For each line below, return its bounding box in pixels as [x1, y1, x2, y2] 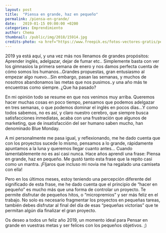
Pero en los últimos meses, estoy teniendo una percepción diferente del [5, 176, 152, 182]
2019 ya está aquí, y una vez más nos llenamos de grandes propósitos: [5, 53, 149, 59]
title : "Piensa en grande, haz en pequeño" [5, 12, 98, 17]
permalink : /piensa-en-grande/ [5, 16, 70, 21]
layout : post [5, 7, 32, 12]
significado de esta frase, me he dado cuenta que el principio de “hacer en [5, 181, 158, 187]
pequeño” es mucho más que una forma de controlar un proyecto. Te [5, 186, 146, 193]
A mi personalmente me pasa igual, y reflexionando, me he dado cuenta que [5, 135, 161, 141]
